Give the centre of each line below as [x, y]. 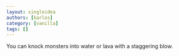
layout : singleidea [31, 12]
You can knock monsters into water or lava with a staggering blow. [90, 46]
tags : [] [17, 29]
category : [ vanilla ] [33, 23]
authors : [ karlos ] [30, 18]
